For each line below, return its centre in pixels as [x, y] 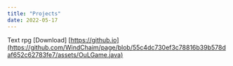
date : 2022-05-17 [33, 20]
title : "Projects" [34, 14]
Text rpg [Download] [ [39, 40]
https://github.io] [95, 40]
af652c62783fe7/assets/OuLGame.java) [65, 55]
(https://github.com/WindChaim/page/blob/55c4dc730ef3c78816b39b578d [117, 47]
